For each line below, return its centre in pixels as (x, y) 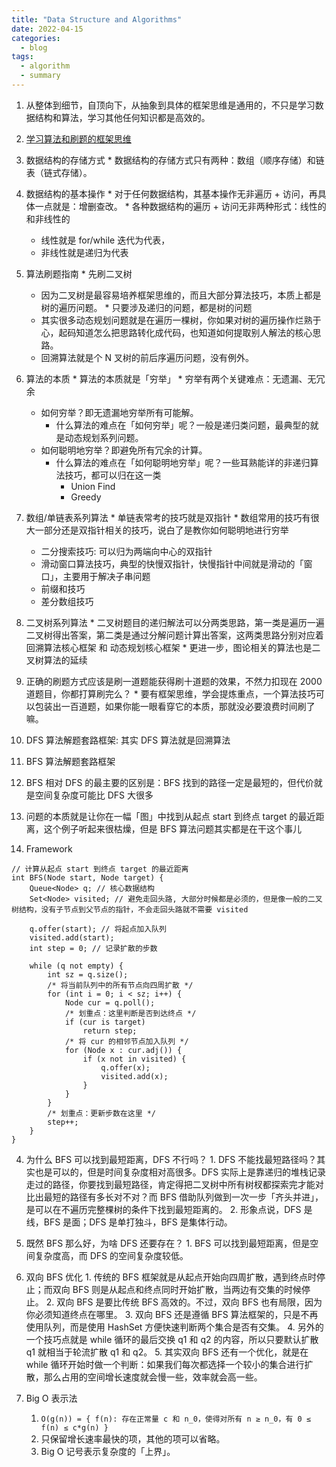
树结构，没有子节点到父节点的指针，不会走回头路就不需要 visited (130, 909)
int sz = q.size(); (88, 974)
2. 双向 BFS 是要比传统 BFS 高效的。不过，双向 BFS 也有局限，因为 (184, 1302)
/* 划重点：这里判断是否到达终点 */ (130, 1013)
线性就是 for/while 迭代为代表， (105, 240)
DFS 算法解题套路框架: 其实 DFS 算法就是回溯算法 (128, 740)
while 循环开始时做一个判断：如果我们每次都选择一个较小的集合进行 (165, 1364)
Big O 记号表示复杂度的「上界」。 (108, 1451)
